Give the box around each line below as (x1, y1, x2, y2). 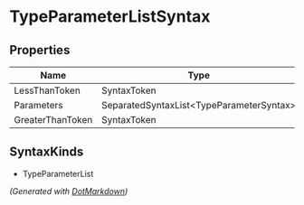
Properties (9, 42, 71, 58)
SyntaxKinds (9, 144, 84, 160)
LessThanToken (14, 84, 81, 97)
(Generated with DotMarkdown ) (9, 185, 128, 196)
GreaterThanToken (14, 114, 93, 126)
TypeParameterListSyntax (9, 6, 211, 27)
